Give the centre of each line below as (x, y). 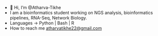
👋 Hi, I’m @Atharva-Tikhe (35, 8)
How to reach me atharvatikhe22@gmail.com (56, 28)
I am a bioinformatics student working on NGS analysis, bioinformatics (81, 13)
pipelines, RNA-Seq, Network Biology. (48, 18)
